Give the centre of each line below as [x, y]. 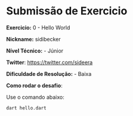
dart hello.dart [26, 108]
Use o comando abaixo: [35, 97]
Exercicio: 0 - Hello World [38, 28]
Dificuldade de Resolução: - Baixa [49, 74]
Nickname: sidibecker [33, 39]
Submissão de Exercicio [67, 11]
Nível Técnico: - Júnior [35, 51]
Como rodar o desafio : [34, 86]
